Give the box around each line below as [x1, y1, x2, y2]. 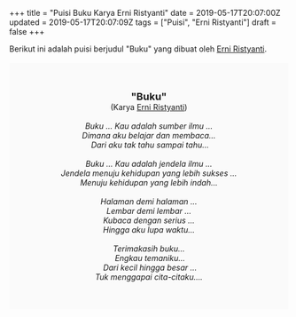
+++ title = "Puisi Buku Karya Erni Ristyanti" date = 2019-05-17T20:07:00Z [9, 8, 281, 18]
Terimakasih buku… [113, 243, 185, 254]
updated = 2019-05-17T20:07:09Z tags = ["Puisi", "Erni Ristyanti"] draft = [9, 17, 277, 28]
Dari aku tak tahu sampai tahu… [90, 139, 210, 150]
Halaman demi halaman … [100, 196, 198, 207]
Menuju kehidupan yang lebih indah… [79, 178, 219, 187]
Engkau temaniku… [114, 253, 186, 263]
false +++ [9, 27, 45, 36]
